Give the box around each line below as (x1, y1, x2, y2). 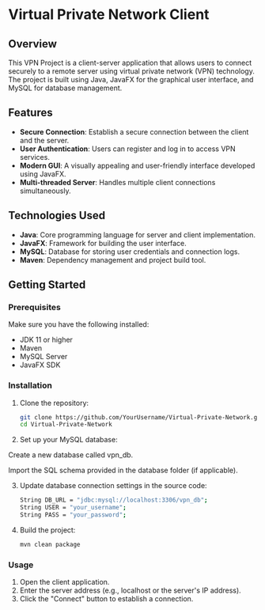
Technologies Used (8, 209, 105, 222)
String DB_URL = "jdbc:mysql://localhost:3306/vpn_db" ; (19, 496, 208, 504)
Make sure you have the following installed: (8, 320, 150, 329)
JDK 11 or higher (19, 335, 74, 345)
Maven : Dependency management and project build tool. (19, 255, 206, 264)
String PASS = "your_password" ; (19, 511, 127, 519)
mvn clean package (19, 540, 81, 548)
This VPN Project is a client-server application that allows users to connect (8, 58, 252, 67)
